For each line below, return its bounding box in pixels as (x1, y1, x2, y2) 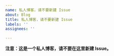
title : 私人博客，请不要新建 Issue (5, 17, 72, 22)
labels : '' (5, 21, 28, 27)
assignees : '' (5, 26, 35, 32)
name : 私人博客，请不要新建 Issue (5, 7, 70, 13)
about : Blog (5, 12, 30, 17)
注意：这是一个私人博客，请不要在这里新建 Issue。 (5, 45, 111, 51)
